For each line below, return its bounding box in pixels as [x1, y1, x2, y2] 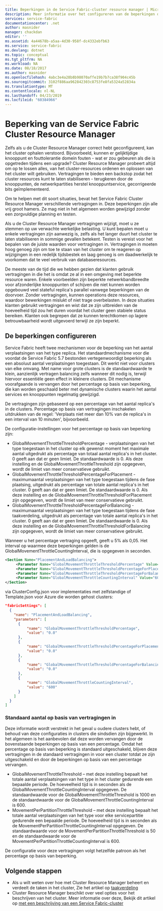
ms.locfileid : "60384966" [5, 98, 57, 103]
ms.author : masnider [5, 71, 47, 75]
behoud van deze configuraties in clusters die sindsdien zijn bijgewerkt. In [5, 731, 153, 736]
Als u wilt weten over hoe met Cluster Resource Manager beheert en [12, 880, 149, 886]
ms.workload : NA [5, 61, 38, 66]
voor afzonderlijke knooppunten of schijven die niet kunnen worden [5, 282, 140, 287]
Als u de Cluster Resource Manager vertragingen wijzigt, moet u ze [5, 221, 139, 227]
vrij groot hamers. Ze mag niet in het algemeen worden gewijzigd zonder [5, 206, 150, 212]
